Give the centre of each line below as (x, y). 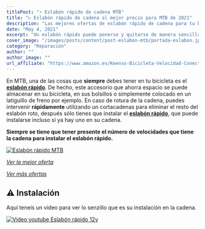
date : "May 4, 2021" (33, 29)
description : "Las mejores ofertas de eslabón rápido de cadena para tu (101, 23)
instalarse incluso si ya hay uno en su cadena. (64, 119)
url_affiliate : (26, 63)
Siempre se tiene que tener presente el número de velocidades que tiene (100, 132)
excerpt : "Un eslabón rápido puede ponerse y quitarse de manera (91, 35)
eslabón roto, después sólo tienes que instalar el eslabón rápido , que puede (102, 113)
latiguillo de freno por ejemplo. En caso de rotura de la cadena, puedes (95, 100)
